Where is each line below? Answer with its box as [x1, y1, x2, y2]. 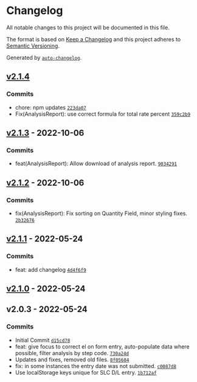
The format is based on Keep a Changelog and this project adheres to [6, 35, 181, 43]
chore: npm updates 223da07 [15, 104, 87, 111]
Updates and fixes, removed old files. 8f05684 [15, 356, 130, 363]
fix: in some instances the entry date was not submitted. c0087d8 [15, 362, 176, 369]
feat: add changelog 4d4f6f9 [15, 266, 86, 273]
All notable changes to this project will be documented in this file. [6, 24, 170, 31]
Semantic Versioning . [6, 42, 60, 49]
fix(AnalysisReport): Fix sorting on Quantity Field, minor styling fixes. [15, 210, 187, 217]
